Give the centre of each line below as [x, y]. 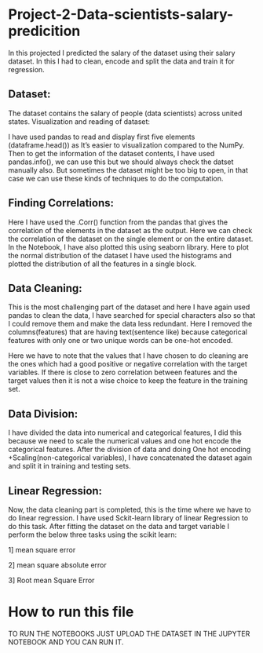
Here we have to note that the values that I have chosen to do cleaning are [128, 356]
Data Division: [43, 414]
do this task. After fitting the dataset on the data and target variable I [119, 526]
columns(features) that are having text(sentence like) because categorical [128, 332]
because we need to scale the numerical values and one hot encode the [125, 441]
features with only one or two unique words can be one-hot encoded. [121, 341]
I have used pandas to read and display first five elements [102, 137]
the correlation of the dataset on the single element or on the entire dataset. [131, 239]
